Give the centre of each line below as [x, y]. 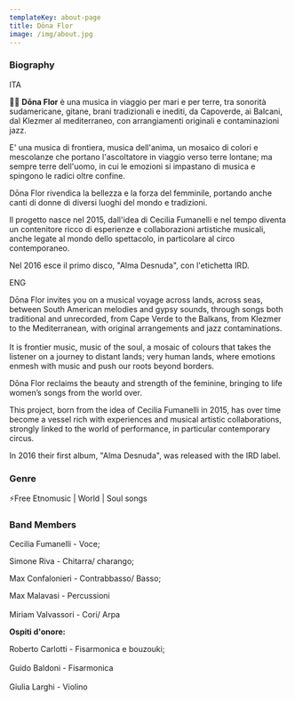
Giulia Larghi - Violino [48, 687]
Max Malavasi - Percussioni [60, 596]
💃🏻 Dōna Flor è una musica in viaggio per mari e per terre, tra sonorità [138, 101]
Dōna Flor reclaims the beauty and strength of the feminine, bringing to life [146, 383]
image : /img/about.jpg [51, 34]
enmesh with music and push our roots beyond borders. [112, 366]
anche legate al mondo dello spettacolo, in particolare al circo [122, 238]
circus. [22, 438]
